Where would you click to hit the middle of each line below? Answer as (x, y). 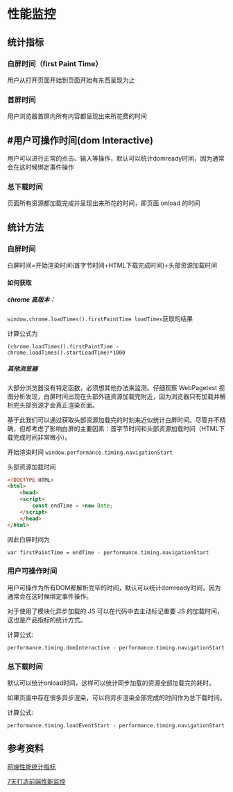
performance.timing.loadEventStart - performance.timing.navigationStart (116, 726)
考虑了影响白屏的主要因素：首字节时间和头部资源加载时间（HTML (125, 428)
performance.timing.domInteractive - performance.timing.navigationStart (116, 647)
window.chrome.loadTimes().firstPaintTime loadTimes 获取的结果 (100, 318)
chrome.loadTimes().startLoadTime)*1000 (67, 353)
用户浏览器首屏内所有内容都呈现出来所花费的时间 (77, 116)
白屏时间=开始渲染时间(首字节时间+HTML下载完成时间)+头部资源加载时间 (112, 265)
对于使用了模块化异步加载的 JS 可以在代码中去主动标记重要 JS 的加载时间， (115, 611)
